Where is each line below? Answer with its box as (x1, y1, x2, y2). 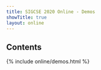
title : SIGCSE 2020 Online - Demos (6, 8, 96, 15)
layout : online (6, 20, 44, 26)
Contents (6, 42, 42, 52)
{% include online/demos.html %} (6, 58, 90, 65)
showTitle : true (6, 14, 47, 20)
